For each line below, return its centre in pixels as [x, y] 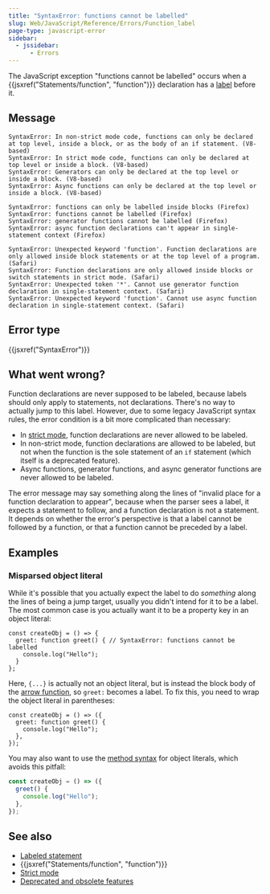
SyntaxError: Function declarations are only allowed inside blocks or [131, 270]
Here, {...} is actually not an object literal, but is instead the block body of [132, 684]
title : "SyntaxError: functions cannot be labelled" [98, 16]
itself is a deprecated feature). [70, 461]
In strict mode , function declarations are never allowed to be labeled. [134, 435]
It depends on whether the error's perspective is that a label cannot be [125, 519]
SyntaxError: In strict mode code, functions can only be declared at [129, 157]
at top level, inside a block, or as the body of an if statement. [124, 144]
